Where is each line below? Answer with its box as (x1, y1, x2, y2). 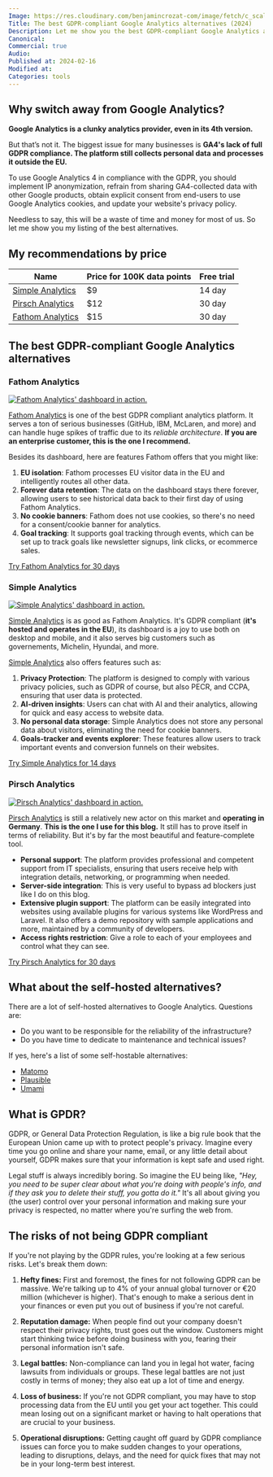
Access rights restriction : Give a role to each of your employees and (19, 933, 252, 942)
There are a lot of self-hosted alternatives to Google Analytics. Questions (8, 1002, 253, 1012)
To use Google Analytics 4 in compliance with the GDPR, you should (8, 173, 237, 183)
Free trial (198, 271, 235, 282)
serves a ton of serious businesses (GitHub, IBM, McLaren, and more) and (8, 418, 257, 428)
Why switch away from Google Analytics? (8, 103, 225, 116)
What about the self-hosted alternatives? (8, 980, 222, 994)
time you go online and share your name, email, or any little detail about (8, 1147, 248, 1156)
